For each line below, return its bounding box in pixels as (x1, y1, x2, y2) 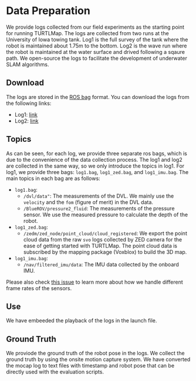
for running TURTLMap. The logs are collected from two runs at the (6, 29, 169, 36)
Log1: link (14, 111, 38, 118)
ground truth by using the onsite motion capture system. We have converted (6, 356, 191, 363)
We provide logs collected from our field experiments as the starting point (6, 23, 185, 30)
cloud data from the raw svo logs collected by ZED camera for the (23, 236, 183, 243)
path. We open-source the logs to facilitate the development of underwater (6, 55, 188, 62)
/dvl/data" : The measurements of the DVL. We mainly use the (23, 192, 174, 199)
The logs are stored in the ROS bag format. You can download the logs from (6, 93, 190, 100)
